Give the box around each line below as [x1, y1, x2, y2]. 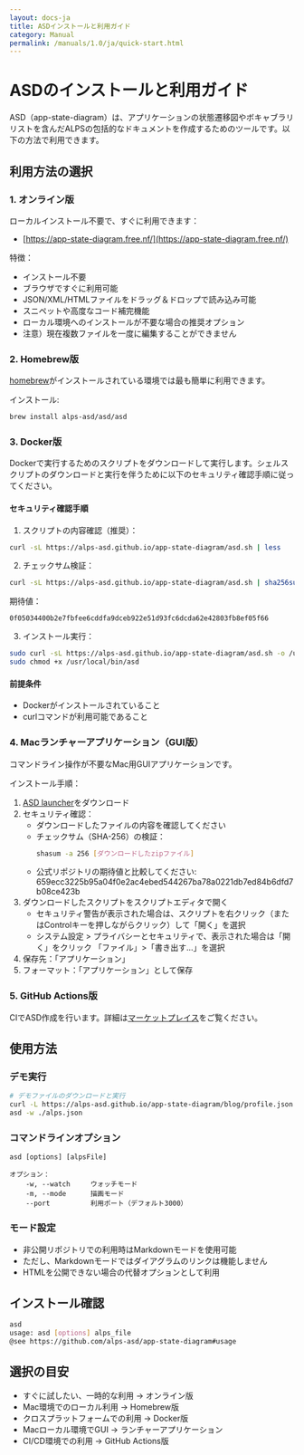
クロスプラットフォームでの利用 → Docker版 [22, 1412, 188, 1423]
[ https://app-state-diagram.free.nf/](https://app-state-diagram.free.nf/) [22, 233, 290, 244]
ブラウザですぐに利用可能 [22, 282, 119, 293]
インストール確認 [9, 1296, 105, 1311]
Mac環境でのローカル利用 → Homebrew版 [22, 1401, 179, 1412]
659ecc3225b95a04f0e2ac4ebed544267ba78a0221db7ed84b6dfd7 [35, 876, 294, 887]
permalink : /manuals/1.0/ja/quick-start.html [9, 38, 184, 48]
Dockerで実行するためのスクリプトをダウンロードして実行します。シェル [9, 458, 281, 469]
